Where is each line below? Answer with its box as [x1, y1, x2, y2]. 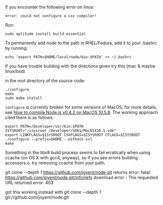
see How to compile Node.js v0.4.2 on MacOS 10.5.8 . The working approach [5, 110, 158, 115]
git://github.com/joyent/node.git [5, 194, 69, 200]
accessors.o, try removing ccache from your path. [5, 160, 106, 166]
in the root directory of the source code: [5, 78, 86, 83]
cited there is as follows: [5, 114, 54, 120]
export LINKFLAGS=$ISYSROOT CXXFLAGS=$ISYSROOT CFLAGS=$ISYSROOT [5, 132, 140, 137]
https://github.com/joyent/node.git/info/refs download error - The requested [5, 175, 158, 180]
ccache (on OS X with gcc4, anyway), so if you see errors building [5, 155, 138, 160]
